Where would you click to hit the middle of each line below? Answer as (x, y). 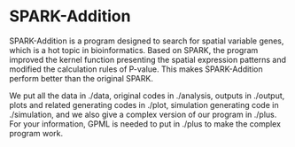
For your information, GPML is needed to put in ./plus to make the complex (145, 124)
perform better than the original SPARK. (81, 78)
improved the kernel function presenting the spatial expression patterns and (147, 59)
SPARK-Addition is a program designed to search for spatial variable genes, (147, 41)
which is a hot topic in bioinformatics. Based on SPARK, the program (134, 50)
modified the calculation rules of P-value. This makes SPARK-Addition (136, 69)
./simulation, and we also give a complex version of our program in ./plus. (143, 114)
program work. (36, 133)
